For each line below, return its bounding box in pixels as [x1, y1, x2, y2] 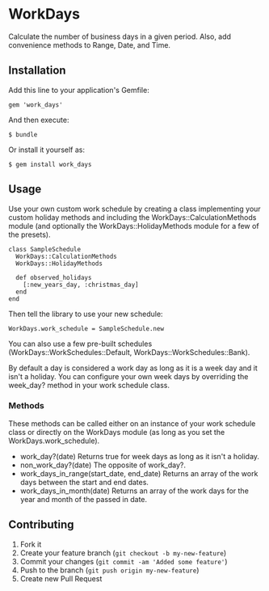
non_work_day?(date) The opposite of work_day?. [19, 460, 187, 470]
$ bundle [8, 130, 38, 138]
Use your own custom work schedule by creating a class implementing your [8, 204, 261, 213]
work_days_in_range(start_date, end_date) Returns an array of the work [19, 468, 258, 478]
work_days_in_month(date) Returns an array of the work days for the [19, 486, 249, 496]
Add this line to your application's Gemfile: [8, 85, 149, 95]
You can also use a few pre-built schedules [8, 339, 153, 348]
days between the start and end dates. [19, 477, 149, 487]
